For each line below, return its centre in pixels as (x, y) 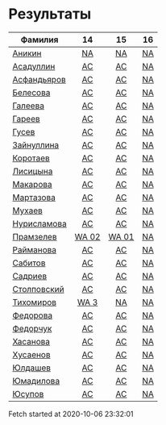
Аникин (27, 53)
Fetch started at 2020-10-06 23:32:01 (71, 414)
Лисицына (33, 171)
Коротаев (31, 158)
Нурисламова (39, 223)
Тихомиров (35, 302)
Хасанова (31, 341)
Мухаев (27, 210)
